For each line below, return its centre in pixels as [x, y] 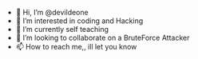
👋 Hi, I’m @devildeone [52, 12]
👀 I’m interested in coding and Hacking [79, 21]
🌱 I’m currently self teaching [62, 29]
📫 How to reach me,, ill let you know [76, 47]
